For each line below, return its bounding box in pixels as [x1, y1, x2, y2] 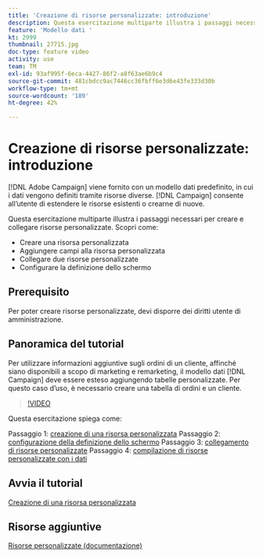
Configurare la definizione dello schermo [19, 263, 152, 272]
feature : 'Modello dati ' [8, 26, 92, 34]
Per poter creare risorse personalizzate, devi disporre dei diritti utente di [8, 306, 241, 315]
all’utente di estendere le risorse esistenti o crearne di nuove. [8, 199, 205, 209]
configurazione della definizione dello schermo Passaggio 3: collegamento [8, 437, 249, 447]
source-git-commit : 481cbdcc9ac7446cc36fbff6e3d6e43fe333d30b [8, 77, 215, 85]
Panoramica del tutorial [8, 337, 124, 351]
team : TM [8, 63, 37, 71]
